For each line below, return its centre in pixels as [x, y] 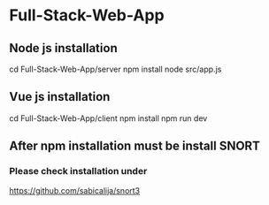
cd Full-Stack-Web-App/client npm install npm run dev [108, 118]
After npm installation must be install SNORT [135, 146]
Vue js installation [60, 97]
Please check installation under [78, 171]
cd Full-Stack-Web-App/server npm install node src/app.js [115, 69]
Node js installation [63, 48]
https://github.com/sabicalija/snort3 [75, 190]
